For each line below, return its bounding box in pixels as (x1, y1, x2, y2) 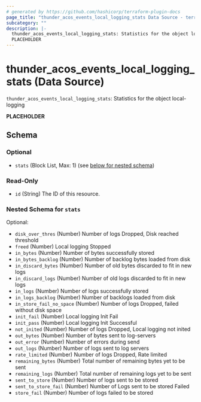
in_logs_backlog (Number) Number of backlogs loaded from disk (14, 294, 175, 301)
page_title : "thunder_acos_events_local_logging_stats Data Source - (6, 14, 184, 20)
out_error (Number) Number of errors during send (14, 339, 140, 346)
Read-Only (6, 176, 39, 185)
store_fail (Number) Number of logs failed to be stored (14, 389, 154, 397)
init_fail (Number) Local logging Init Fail (14, 313, 118, 320)
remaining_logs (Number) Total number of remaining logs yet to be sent (14, 370, 191, 377)
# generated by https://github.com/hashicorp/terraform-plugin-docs (6, 8, 181, 15)
